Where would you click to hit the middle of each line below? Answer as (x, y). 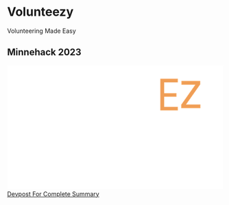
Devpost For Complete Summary (53, 194)
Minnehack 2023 (44, 52)
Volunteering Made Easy (42, 31)
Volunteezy (40, 12)
